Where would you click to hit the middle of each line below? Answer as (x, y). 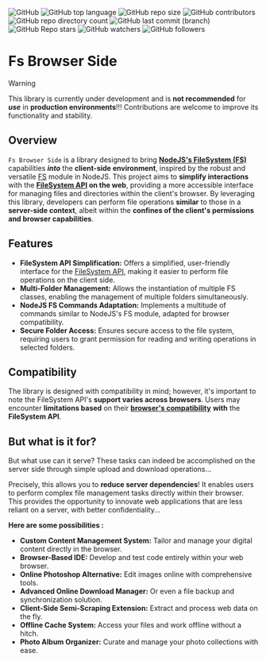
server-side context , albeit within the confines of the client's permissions (131, 210)
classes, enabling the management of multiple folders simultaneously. (134, 296)
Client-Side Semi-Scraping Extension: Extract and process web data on (139, 609)
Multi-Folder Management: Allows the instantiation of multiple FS (127, 288)
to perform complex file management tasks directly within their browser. (126, 493)
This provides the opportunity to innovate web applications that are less (125, 501)
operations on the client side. (67, 280)
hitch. (29, 634)
